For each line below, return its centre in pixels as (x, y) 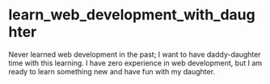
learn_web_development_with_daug (132, 15)
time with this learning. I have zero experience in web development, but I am (135, 63)
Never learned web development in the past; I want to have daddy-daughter (135, 54)
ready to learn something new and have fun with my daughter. (112, 71)
